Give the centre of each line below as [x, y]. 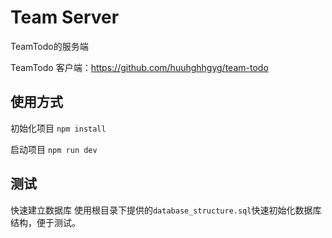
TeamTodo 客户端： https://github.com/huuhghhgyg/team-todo [139, 67]
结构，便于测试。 [45, 222]
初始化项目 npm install [58, 128]
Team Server [65, 17]
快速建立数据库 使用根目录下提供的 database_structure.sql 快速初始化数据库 [166, 210]
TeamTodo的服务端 [49, 46]
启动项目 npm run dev [54, 149]
